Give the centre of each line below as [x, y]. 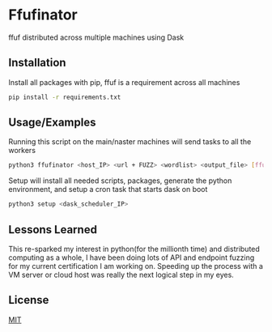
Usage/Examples [52, 123]
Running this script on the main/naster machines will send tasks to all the [130, 142]
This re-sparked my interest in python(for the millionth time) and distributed [134, 249]
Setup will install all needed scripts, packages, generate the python [120, 181]
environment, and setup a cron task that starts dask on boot [108, 189]
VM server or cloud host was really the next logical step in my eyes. [121, 275]
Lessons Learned [53, 230]
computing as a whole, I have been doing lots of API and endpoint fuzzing [132, 258]
